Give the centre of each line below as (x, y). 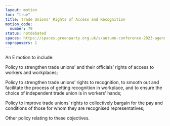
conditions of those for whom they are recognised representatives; (75, 108)
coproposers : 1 (21, 43)
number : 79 (21, 29)
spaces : (13, 38)
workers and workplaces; (32, 72)
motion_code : (19, 24)
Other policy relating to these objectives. (48, 118)
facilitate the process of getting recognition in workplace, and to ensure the (84, 88)
